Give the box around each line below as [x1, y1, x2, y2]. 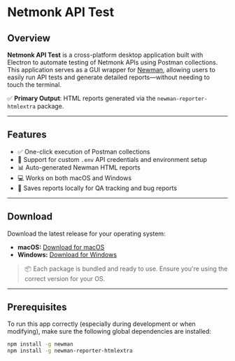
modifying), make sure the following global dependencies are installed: [7, 327, 212, 336]
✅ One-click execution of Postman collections [17, 147, 150, 156]
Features [7, 129, 47, 141]
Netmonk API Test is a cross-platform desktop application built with [7, 50, 204, 59]
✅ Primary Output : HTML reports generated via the [7, 94, 156, 102]
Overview [7, 32, 51, 44]
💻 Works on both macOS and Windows [17, 173, 131, 182]
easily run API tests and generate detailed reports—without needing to [7, 73, 210, 81]
